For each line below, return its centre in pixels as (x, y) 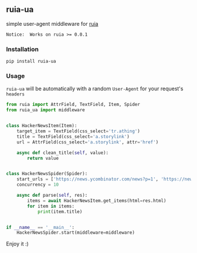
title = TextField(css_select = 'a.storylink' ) (73, 136)
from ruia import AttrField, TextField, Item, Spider (73, 105)
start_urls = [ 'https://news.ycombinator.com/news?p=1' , (88, 179)
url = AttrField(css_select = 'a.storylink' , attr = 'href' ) (88, 142)
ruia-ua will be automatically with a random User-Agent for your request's (95, 89)
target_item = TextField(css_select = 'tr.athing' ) (79, 131)
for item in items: (51, 206)
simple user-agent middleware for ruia (52, 23)
